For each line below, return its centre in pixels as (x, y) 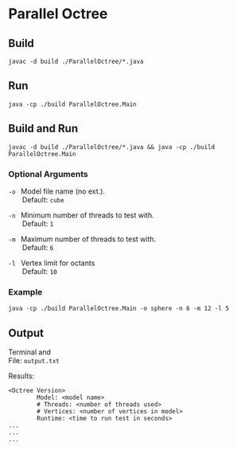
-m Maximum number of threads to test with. (82, 239)
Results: (21, 376)
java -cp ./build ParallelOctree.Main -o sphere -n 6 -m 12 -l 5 (118, 309)
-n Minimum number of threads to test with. (81, 215)
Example (25, 292)
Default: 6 (38, 247)
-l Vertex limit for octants (52, 263)
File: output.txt (34, 361)
